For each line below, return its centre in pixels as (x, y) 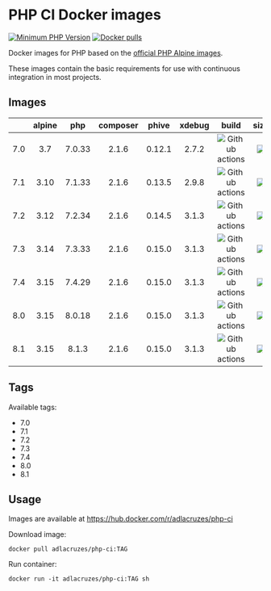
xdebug (194, 125)
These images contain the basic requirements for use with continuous (124, 68)
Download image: (38, 534)
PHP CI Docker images (85, 15)
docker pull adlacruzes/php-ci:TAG (68, 549)
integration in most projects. (55, 77)
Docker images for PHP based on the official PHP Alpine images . (116, 52)
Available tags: (33, 407)
